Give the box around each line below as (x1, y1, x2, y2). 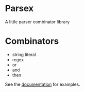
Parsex (5, 3, 34, 14)
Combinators (5, 36, 59, 47)
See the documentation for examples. (5, 81, 80, 87)
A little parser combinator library (5, 19, 70, 25)
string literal (12, 52, 36, 57)
